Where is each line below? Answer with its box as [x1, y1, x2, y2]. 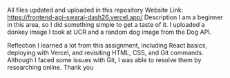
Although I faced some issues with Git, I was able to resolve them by [7, 56, 202, 64]
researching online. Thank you [7, 64, 94, 71]
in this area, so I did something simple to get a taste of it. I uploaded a [7, 21, 205, 28]
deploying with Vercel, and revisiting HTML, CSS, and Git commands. [7, 48, 204, 57]
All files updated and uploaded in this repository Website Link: [7, 6, 184, 14]
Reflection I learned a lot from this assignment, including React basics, [7, 41, 207, 49]
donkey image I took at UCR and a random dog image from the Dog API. [7, 28, 212, 36]
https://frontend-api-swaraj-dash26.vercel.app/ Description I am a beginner [7, 13, 223, 21]
